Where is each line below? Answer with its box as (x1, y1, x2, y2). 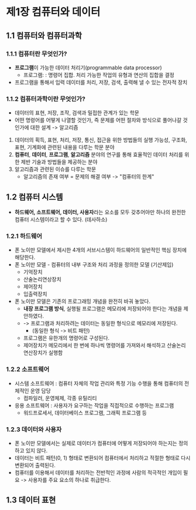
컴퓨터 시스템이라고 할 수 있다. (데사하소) (14, 215, 108, 223)
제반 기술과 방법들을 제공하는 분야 (20, 158, 98, 166)
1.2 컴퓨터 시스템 (6, 192, 63, 202)
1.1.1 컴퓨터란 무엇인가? (6, 49, 67, 58)
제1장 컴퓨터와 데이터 (6, 5, 101, 19)
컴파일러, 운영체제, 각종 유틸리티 (23, 394, 97, 401)
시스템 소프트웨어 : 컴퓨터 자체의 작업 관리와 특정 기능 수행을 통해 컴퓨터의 (14, 380, 183, 387)
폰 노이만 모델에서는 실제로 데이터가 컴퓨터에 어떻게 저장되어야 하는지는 (14, 440, 177, 447)
